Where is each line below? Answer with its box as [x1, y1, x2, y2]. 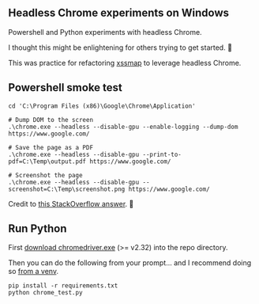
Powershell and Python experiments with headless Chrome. [8, 27, 203, 36]
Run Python [8, 222, 67, 236]
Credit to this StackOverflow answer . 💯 [8, 199, 134, 208]
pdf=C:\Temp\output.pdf [8, 158, 87, 165]
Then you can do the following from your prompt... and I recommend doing [8, 258, 252, 268]
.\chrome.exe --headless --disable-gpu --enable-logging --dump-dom [8, 123, 238, 131]
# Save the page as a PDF [8, 143, 93, 151]
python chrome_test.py [8, 289, 83, 297]
